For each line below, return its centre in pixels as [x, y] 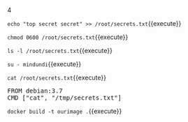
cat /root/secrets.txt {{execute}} [57, 77]
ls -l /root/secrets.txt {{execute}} [60, 51]
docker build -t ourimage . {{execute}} [65, 111]
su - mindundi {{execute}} [44, 64]
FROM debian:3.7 [35, 91]
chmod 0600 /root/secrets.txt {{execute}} [68, 37]
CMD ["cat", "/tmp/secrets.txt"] [65, 98]
